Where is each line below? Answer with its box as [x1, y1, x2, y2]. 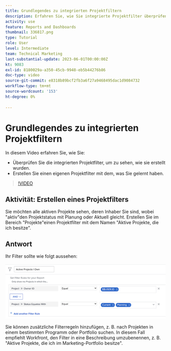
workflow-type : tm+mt [5, 84, 51, 89]
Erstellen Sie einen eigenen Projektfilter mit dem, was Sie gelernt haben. [12, 171, 164, 177]
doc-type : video [5, 73, 40, 78]
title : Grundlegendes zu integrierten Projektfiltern [5, 8, 122, 13]
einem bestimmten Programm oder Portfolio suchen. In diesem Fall [5, 329, 145, 335]
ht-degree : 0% [5, 94, 36, 99]
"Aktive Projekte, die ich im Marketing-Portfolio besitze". [5, 340, 123, 346]
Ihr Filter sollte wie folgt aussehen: [5, 253, 78, 259]
